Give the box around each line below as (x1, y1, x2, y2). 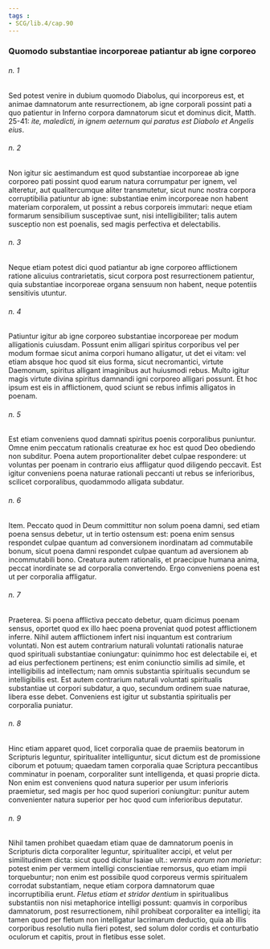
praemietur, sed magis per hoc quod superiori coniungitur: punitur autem (8, 787, 250, 796)
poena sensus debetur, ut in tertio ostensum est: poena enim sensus (8, 529, 235, 538)
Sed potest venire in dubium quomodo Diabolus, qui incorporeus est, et (8, 90, 245, 100)
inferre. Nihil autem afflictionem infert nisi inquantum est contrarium (8, 632, 233, 641)
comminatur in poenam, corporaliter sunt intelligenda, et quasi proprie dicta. (8, 769, 260, 779)
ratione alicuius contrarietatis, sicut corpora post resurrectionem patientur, (8, 271, 256, 281)
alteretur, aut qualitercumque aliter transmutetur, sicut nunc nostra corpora (8, 185, 256, 194)
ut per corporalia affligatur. (8, 571, 97, 581)
